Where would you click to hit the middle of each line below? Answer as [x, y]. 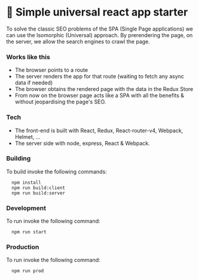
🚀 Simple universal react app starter [97, 12]
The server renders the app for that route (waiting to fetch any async [99, 77]
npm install [27, 182]
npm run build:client [39, 188]
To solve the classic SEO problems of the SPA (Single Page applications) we [99, 29]
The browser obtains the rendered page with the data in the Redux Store [104, 89]
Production [23, 247]
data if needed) [34, 83]
